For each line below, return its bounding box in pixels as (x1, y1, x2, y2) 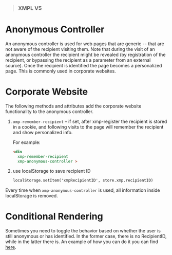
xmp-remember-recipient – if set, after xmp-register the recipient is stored (12, 118, 167, 124)
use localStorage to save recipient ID (12, 168, 91, 174)
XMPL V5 (17, 5, 42, 12)
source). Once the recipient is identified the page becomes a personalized (5, 62, 162, 68)
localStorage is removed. (5, 193, 58, 199)
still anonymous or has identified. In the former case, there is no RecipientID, (5, 233, 167, 240)
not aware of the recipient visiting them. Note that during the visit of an (5, 46, 155, 52)
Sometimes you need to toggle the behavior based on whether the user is (5, 228, 161, 234)
